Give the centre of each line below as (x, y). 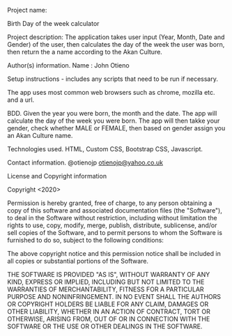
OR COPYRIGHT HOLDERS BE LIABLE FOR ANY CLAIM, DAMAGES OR (108, 304)
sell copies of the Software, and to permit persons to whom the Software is (115, 232)
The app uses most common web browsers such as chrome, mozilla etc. (111, 92)
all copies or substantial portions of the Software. (78, 261)
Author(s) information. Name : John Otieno (69, 65)
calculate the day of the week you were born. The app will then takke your (114, 121)
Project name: (27, 10)
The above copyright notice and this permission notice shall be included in (114, 253)
